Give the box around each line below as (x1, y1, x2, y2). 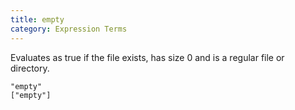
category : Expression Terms (10, 24, 128, 34)
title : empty (10, 14, 65, 25)
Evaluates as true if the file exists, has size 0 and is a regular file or (10, 51, 285, 63)
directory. (10, 62, 50, 74)
